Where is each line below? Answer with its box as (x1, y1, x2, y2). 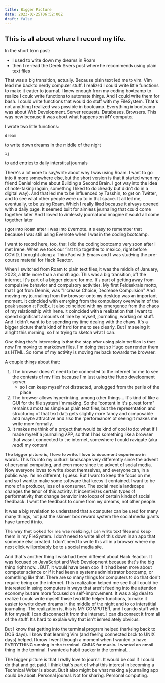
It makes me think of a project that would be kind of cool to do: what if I (12, 426, 157, 432)
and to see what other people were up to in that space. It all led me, (5, 196, 142, 202)
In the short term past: (5, 48, 50, 54)
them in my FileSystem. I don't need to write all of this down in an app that (5, 533, 156, 539)
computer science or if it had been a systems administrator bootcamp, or (5, 569, 154, 575)
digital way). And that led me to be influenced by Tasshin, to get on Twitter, (5, 190, 157, 196)
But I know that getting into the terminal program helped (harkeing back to (5, 626, 156, 632)
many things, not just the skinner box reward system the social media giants (5, 514, 159, 520)
